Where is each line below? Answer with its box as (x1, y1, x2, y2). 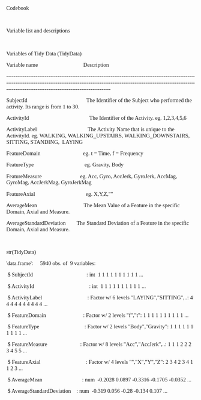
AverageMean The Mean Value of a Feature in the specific (6, 202, 180, 208)
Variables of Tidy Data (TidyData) (6, 50, 82, 57)
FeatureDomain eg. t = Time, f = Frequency (6, 150, 144, 157)
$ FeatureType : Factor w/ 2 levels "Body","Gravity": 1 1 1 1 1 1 (7, 323, 194, 330)
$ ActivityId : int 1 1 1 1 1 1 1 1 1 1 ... (7, 283, 146, 290)
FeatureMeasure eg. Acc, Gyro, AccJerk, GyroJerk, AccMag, (6, 173, 178, 180)
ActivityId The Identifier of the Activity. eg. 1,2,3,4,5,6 (6, 114, 187, 122)
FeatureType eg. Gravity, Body (6, 161, 124, 168)
